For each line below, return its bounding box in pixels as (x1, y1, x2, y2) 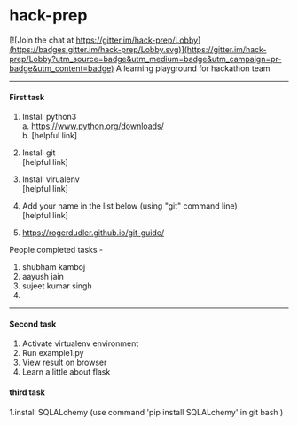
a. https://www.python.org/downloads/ (21, 121, 164, 131)
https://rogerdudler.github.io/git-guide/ (21, 227, 165, 238)
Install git (21, 147, 56, 158)
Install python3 (21, 112, 77, 122)
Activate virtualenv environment (21, 338, 139, 349)
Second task (9, 319, 57, 329)
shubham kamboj (21, 262, 86, 272)
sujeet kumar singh (21, 280, 92, 291)
